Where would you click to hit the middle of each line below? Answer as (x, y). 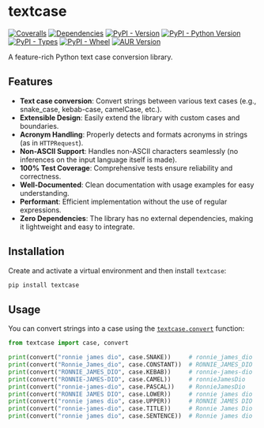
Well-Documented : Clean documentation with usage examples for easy (137, 185)
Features (30, 82)
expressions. (40, 210)
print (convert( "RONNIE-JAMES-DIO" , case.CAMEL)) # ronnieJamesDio (127, 379)
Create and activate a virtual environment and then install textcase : (117, 270)
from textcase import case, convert (68, 343)
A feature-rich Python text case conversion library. (91, 57)
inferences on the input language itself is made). (98, 160)
